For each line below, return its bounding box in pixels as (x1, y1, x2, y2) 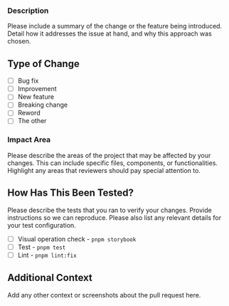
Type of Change (7, 58, 80, 70)
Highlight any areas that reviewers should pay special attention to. (7, 166, 201, 174)
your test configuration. (7, 221, 76, 229)
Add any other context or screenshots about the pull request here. (7, 290, 201, 299)
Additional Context (7, 272, 92, 284)
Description (7, 6, 49, 16)
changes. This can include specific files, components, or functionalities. (7, 159, 218, 167)
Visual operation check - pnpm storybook (17, 234, 137, 243)
